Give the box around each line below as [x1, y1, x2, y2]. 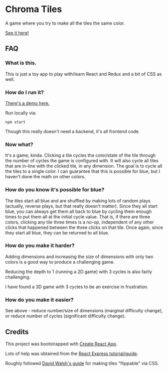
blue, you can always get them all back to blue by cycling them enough [5, 208, 152, 214]
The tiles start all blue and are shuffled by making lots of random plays [5, 197, 151, 204]
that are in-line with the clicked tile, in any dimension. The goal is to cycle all [5, 163, 162, 169]
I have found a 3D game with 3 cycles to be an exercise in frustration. [5, 284, 149, 290]
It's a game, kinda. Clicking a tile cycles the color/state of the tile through [5, 152, 156, 159]
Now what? [5, 141, 34, 148]
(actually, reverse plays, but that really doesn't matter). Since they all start [5, 203, 158, 209]
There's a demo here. [5, 100, 50, 106]
